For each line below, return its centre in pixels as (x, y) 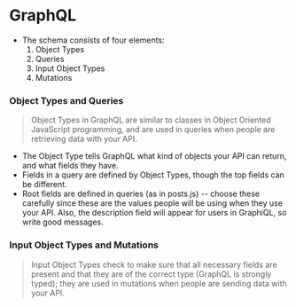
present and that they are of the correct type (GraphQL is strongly (151, 274)
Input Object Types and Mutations (84, 245)
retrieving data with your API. (84, 139)
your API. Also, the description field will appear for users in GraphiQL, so (154, 213)
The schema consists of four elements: (93, 40)
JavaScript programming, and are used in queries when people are (153, 130)
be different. (45, 185)
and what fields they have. (70, 166)
